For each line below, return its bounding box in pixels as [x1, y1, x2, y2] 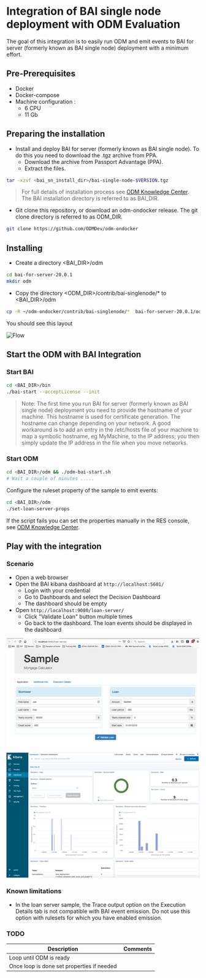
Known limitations [6, 887, 62, 896]
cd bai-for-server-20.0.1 [6, 272, 72, 278]
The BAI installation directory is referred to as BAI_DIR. [21, 195, 159, 202]
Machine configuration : [15, 98, 76, 105]
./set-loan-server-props [6, 506, 70, 512]
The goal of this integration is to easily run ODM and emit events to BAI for [6, 37, 194, 45]
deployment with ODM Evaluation [6, 17, 181, 31]
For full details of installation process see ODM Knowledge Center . [21, 188, 189, 196]
